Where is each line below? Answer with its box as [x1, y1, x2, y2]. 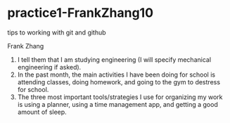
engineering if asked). [17, 63, 82, 71]
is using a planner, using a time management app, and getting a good [17, 100, 218, 108]
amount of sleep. [17, 108, 67, 116]
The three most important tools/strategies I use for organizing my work [17, 93, 223, 101]
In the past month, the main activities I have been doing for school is [17, 70, 216, 79]
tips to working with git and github [7, 28, 107, 37]
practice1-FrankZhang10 [7, 5, 153, 21]
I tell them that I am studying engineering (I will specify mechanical [17, 55, 212, 64]
